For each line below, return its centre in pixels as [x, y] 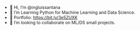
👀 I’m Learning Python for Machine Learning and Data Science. [72, 12]
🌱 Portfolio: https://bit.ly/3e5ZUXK [44, 17]
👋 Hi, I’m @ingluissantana [35, 7]
